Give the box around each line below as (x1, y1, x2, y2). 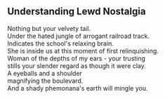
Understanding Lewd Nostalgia (7, 6, 146, 18)
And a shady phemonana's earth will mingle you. (7, 84, 148, 92)
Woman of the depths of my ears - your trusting (7, 54, 146, 62)
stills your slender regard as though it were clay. (7, 61, 146, 70)
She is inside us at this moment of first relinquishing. (7, 46, 159, 55)
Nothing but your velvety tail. (7, 24, 91, 32)
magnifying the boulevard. (7, 77, 84, 85)
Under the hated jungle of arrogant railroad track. (7, 32, 150, 40)
